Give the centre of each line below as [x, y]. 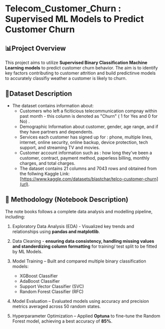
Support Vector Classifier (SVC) [52, 286]
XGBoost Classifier [39, 276]
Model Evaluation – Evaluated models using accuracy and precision [81, 301]
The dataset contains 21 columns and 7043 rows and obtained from [88, 168]
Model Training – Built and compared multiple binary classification [79, 261]
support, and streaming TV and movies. [60, 147]
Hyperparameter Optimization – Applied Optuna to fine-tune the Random [86, 316]
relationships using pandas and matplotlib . [56, 231]
